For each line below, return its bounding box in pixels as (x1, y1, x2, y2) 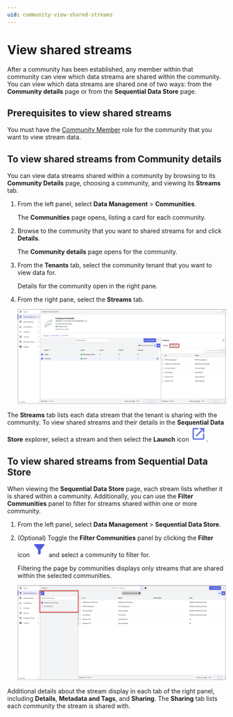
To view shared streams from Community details (7, 153, 222, 165)
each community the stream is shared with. (7, 702, 130, 710)
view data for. (17, 268, 57, 277)
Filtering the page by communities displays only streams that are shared (17, 564, 224, 572)
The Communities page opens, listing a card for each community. (17, 213, 207, 222)
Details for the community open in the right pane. (17, 282, 158, 290)
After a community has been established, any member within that (7, 65, 193, 73)
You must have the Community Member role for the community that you (7, 126, 213, 134)
